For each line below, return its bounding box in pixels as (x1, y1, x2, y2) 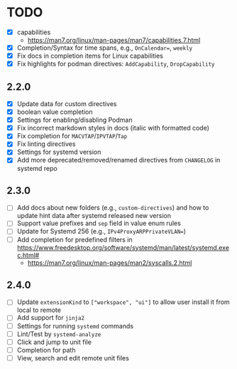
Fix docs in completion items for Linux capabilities (16, 51, 164, 61)
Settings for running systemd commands (16, 321, 134, 330)
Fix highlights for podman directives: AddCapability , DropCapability (16, 60, 215, 68)
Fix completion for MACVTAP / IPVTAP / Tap (16, 132, 128, 140)
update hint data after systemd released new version (16, 212, 172, 220)
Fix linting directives (16, 140, 76, 148)
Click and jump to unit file (16, 338, 92, 346)
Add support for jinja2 (16, 313, 85, 322)
